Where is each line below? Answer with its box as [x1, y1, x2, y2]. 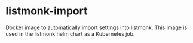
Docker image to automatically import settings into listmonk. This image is [5, 24, 188, 31]
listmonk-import [5, 4, 88, 18]
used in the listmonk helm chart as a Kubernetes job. [5, 30, 135, 37]
